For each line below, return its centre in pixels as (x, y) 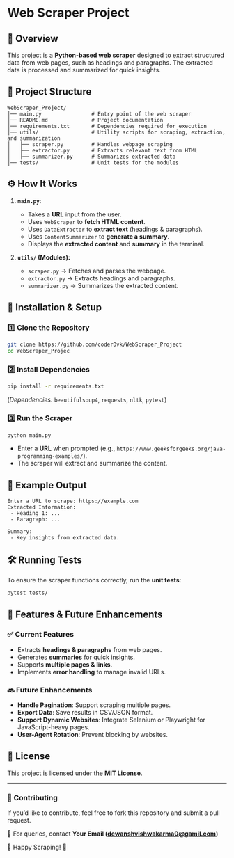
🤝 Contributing (32, 797)
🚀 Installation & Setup (55, 308)
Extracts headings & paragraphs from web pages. (89, 649)
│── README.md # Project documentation (85, 120)
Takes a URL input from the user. (75, 214)
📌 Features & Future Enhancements (85, 615)
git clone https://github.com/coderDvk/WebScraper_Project (95, 345)
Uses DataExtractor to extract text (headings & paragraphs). (115, 229)
